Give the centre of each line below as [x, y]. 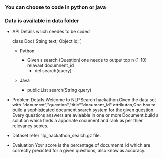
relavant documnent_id [50, 65]
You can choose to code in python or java [56, 7]
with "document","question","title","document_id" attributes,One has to [84, 105]
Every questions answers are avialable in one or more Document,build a [85, 115]
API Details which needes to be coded [51, 32]
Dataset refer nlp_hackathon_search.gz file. [57, 136]
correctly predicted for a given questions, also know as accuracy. [79, 151]
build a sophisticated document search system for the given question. [83, 110]
